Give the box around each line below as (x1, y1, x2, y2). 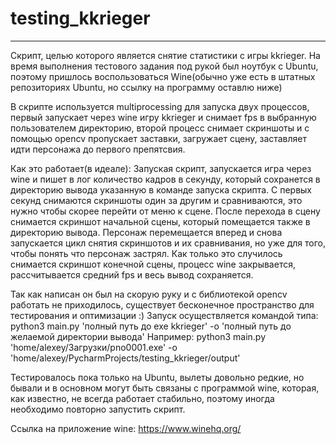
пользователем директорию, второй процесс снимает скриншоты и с (10, 122, 310, 134)
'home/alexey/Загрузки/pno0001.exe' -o (10, 341, 178, 353)
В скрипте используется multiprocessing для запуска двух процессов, (10, 100, 310, 112)
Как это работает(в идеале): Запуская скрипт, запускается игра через (10, 162, 312, 174)
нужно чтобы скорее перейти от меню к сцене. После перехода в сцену (10, 205, 321, 217)
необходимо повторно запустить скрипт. (10, 403, 186, 415)
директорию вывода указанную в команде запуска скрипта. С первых (10, 183, 313, 196)
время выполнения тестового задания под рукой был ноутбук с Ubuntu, (10, 60, 319, 72)
